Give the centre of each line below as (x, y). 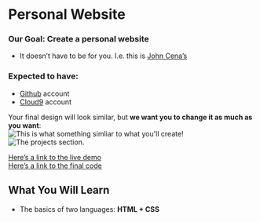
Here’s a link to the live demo (55, 157)
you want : (25, 125)
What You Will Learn (59, 190)
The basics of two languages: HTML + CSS (89, 209)
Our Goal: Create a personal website (79, 39)
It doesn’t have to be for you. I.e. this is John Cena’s (103, 56)
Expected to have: (43, 76)
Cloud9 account (46, 102)
